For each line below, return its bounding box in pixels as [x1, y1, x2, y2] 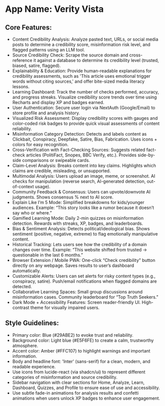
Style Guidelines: [5, 319, 59, 327]
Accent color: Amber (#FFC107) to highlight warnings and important [12, 348, 151, 354]
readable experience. [12, 363, 56, 369]
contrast [12, 304, 30, 310]
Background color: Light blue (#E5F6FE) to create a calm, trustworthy [12, 337, 154, 343]
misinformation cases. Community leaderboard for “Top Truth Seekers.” [12, 294, 159, 300]
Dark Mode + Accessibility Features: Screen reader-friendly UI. [12, 300, 141, 305]
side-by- [137, 152, 156, 158]
